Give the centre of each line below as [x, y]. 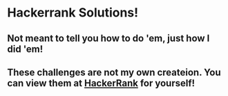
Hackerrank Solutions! [73, 13]
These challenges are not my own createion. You [114, 72]
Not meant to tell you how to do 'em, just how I [108, 38]
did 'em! [25, 49]
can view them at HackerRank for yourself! [101, 83]
